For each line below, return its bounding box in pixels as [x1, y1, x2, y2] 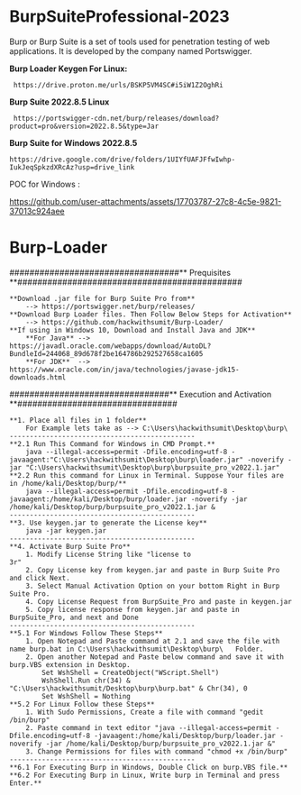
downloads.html [9, 372, 67, 382]
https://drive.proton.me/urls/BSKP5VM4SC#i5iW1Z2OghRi [13, 80, 223, 89]
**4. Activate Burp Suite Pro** [9, 542, 131, 551]
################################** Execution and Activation [9, 388, 272, 399]
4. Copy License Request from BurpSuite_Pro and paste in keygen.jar [25, 597, 293, 606]
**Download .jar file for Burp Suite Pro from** [9, 294, 196, 303]
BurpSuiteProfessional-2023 [9, 6, 230, 27]
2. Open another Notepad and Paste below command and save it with [25, 652, 284, 662]
